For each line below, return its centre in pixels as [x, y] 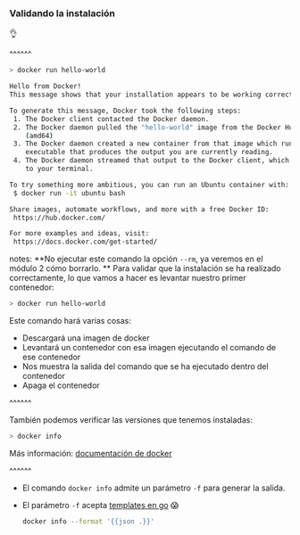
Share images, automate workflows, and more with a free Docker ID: [139, 209]
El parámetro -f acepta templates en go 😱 [100, 505]
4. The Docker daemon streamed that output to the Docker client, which [151, 160]
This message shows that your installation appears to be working [135, 95]
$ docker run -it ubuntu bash [69, 193]
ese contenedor [51, 357]
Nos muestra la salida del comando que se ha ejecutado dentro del [146, 366]
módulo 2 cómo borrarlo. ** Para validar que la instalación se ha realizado [145, 268]
